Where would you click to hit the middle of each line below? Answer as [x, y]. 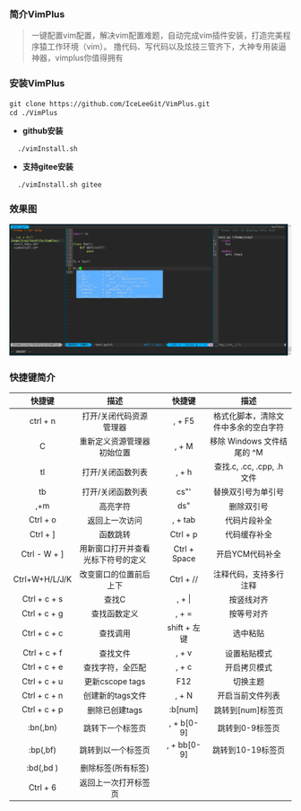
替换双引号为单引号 [249, 492]
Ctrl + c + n [43, 695]
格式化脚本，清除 [245, 416]
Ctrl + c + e [43, 667]
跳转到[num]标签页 [249, 710]
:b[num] [184, 710]
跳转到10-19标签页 [249, 750]
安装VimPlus [37, 84]
